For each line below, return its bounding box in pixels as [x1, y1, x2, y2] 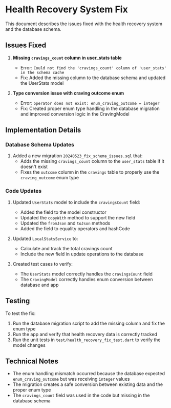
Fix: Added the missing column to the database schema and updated [20, 75, 166, 81]
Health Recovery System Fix [5, 4, 128, 15]
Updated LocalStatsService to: [12, 235, 78, 242]
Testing [5, 296, 30, 305]
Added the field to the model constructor [20, 209, 106, 215]
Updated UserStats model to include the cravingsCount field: [12, 199, 140, 205]
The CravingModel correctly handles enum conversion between [20, 276, 153, 282]
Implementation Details [5, 126, 81, 135]
